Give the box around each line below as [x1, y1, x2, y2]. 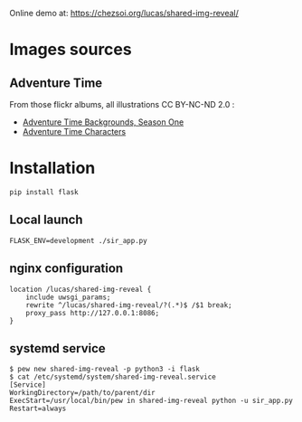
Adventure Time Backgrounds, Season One [22, 117, 184, 127]
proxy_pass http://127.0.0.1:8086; [25, 308, 160, 317]
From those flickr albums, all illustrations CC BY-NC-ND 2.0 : [9, 99, 235, 109]
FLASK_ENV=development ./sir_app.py [9, 236, 147, 245]
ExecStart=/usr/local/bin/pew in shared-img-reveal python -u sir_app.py [9, 397, 294, 406]
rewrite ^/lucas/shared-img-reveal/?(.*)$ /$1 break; [25, 300, 232, 310]
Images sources [9, 40, 133, 60]
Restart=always [9, 404, 67, 414]
